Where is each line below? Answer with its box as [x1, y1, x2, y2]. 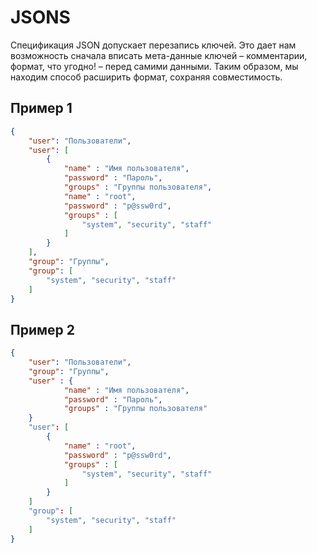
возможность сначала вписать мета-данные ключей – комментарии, [10, 49, 308, 61]
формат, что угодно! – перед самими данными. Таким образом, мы [10, 60, 299, 72]
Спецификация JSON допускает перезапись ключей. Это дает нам [10, 39, 297, 51]
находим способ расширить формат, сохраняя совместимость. [10, 71, 283, 83]
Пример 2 [10, 321, 76, 338]
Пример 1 [10, 100, 73, 117]
